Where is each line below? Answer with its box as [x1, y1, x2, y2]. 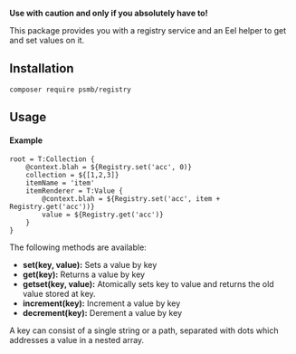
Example [9, 135, 43, 146]
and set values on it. [9, 35, 85, 45]
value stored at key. [22, 289, 97, 300]
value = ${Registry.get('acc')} [42, 210, 165, 220]
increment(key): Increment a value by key [22, 298, 181, 309]
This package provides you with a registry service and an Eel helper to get [9, 25, 287, 35]
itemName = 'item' [25, 178, 95, 188]
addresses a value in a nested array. [9, 335, 145, 346]
